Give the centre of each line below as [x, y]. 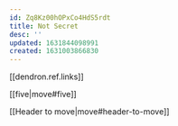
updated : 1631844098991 [54, 43]
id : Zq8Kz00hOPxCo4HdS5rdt [60, 18]
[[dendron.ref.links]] [47, 76]
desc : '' [26, 34]
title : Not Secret [44, 26]
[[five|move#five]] [43, 94]
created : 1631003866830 [54, 51]
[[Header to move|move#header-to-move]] [89, 112]
